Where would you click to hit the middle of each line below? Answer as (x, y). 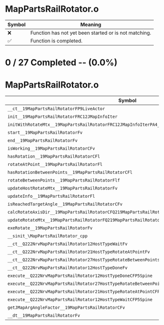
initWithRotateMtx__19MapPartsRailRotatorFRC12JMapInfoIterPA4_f (85, 125)
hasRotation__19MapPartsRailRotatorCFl (54, 157)
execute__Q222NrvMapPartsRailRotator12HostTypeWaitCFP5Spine (80, 300)
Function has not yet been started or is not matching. (91, 33)
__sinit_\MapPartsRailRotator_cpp (48, 236)
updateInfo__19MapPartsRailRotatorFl (51, 196)
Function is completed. (56, 41)
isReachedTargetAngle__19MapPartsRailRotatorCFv (65, 204)
